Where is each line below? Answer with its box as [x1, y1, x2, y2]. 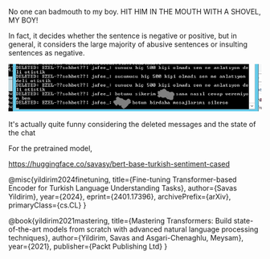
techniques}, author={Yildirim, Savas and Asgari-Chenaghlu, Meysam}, [8, 233, 243, 243]
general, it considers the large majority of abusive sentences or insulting [8, 39, 247, 49]
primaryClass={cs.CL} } [8, 200, 87, 210]
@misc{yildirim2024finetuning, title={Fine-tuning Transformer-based [8, 175, 237, 184]
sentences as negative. [8, 48, 86, 57]
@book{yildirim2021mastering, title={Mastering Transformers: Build [8, 216, 232, 226]
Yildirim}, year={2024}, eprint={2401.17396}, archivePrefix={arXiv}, [8, 192, 231, 202]
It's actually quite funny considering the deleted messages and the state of [8, 120, 256, 129]
